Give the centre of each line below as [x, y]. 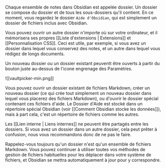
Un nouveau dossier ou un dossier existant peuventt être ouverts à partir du [83, 63]
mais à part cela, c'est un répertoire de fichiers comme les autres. [72, 114]
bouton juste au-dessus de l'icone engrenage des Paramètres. [69, 69]
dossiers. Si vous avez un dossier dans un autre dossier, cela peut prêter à [81, 129]
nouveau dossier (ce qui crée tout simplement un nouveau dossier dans [78, 93]
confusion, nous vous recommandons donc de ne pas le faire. [68, 134]
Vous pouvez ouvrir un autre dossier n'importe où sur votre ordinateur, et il [81, 33]
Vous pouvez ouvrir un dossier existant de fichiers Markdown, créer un [78, 88]
